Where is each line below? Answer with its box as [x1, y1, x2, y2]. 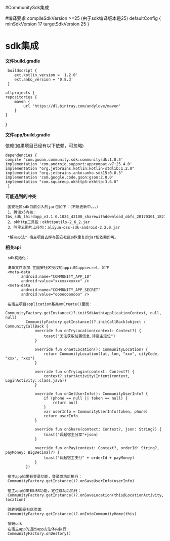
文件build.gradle [5, 58, 40, 64]
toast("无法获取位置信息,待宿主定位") [44, 334, 115, 339]
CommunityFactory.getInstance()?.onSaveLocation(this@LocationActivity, [7, 492, 164, 498]
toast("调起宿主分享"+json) [44, 432, 99, 437]
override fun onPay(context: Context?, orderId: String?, [34, 445, 159, 450]
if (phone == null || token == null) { [44, 395, 128, 401]
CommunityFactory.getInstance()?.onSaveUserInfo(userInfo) [7, 478, 135, 483]
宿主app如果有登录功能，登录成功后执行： [7, 474, 82, 479]
